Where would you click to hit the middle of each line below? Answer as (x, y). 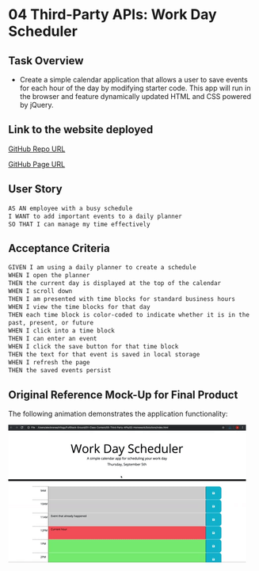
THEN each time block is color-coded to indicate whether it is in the (129, 315)
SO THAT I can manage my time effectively (79, 224)
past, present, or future (51, 323)
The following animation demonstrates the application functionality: (118, 414)
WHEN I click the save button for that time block (93, 347)
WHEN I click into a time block (61, 331)
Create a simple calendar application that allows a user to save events (133, 80)
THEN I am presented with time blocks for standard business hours (122, 299)
